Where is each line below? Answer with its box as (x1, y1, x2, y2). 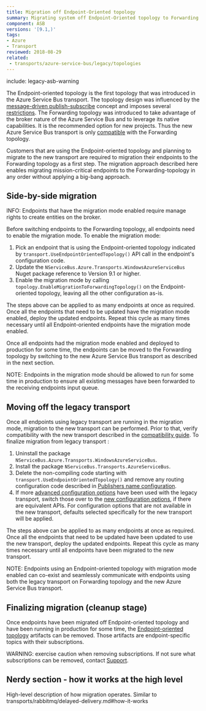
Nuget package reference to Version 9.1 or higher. (15, 270, 141, 277)
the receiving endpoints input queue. (6, 384, 99, 391)
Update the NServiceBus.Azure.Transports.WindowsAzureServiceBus (15, 264, 185, 271)
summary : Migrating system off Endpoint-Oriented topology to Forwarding (6, 15, 199, 21)
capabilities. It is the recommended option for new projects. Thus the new (6, 122, 193, 129)
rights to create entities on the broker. (6, 213, 102, 221)
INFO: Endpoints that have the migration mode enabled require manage (6, 207, 186, 214)
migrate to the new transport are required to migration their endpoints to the (6, 153, 198, 160)
